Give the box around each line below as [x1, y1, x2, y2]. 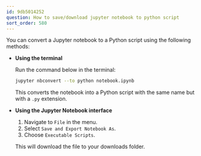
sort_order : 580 [6, 20, 47, 26]
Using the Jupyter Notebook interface [14, 107, 113, 114]
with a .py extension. [14, 95, 68, 102]
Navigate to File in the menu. [24, 119, 98, 126]
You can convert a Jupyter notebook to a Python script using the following [6, 37, 191, 44]
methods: [6, 43, 30, 50]
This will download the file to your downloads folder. [14, 143, 145, 151]
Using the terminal [14, 55, 63, 62]
